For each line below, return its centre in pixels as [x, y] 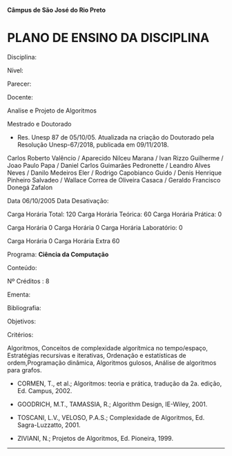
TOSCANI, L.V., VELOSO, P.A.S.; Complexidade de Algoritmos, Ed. [111, 417]
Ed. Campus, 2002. [45, 390]
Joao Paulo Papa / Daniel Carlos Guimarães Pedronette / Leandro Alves [109, 165]
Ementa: [19, 294]
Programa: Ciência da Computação [58, 254]
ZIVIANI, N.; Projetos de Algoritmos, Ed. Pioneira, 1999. [95, 438]
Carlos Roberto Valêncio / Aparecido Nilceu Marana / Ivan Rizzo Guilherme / [115, 158]
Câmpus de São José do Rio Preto [56, 10]
